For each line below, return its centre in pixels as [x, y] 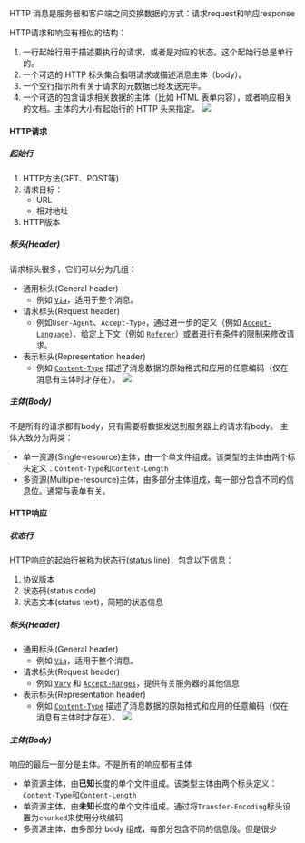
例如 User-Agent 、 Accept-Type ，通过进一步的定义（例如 [138, 322]
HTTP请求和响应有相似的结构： [68, 33]
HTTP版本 [41, 221]
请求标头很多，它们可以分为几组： [73, 269]
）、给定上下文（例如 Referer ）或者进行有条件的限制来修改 [177, 333]
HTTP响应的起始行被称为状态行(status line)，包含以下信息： [122, 560]
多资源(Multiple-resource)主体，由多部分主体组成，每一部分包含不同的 [154, 479]
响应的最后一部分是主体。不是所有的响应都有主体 [101, 764]
